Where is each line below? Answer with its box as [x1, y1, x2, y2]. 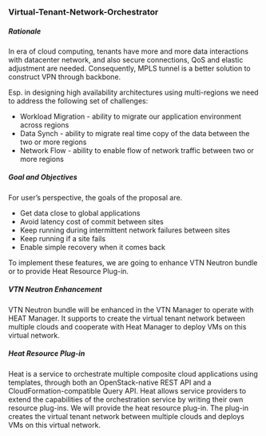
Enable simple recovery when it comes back [19, 242, 166, 252]
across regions [19, 119, 69, 130]
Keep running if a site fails [19, 233, 106, 243]
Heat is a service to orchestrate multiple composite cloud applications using [8, 369, 258, 378]
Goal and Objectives [8, 172, 77, 182]
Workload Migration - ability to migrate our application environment [19, 111, 242, 121]
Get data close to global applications [19, 208, 141, 218]
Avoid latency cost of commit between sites [19, 216, 164, 226]
